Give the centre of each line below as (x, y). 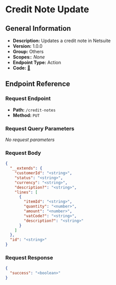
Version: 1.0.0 (27, 46)
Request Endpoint (28, 98)
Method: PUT (26, 115)
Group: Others (28, 52)
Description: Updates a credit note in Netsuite (62, 40)
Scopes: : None (29, 57)
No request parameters (30, 139)
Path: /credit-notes (34, 110)
